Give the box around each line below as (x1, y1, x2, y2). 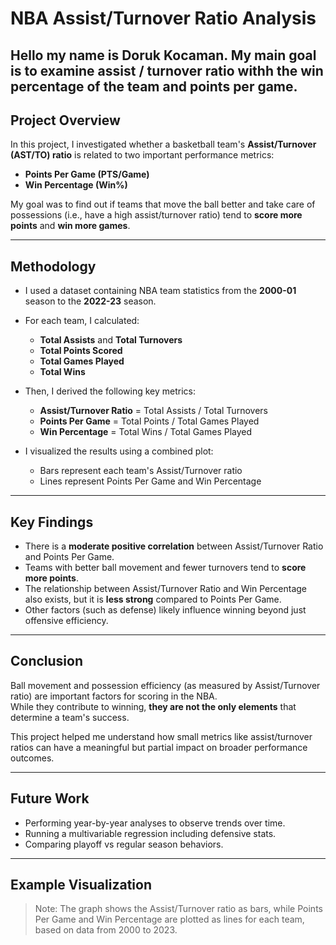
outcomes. (10, 752, 55, 764)
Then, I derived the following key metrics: (24, 385, 196, 397)
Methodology (10, 258, 97, 275)
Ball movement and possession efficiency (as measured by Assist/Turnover (10, 679, 321, 691)
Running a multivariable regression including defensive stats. (24, 827, 277, 839)
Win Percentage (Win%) (24, 179, 128, 191)
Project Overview (10, 112, 121, 129)
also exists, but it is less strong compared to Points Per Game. (24, 593, 282, 606)
